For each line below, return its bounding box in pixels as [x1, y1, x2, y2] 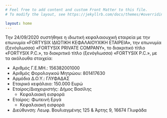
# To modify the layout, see [5, 12, 66, 17]
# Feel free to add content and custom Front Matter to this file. [5, 7, 148, 12]
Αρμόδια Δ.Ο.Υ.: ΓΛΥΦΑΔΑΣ [12, 75, 70, 82]
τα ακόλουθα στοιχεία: [5, 56, 53, 61]
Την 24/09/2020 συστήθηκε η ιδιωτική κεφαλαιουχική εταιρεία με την [5, 34, 151, 40]
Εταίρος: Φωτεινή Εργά [12, 97, 62, 103]
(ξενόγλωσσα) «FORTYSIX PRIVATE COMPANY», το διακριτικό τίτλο [5, 45, 146, 51]
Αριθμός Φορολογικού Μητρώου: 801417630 [12, 70, 105, 76]
